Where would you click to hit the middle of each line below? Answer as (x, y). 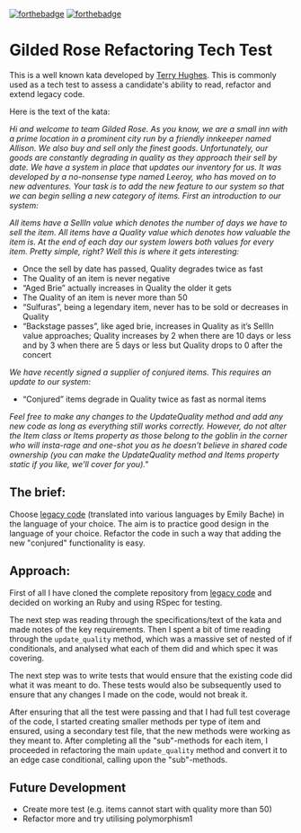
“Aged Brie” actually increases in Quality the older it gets (127, 288)
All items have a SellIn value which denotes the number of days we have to (148, 222)
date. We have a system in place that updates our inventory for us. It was (146, 167)
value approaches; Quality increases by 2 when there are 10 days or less (157, 335)
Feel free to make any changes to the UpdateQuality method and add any (146, 416)
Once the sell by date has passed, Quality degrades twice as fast (142, 269)
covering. (27, 658)
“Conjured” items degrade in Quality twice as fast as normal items (144, 399)
